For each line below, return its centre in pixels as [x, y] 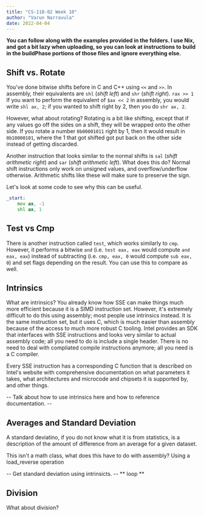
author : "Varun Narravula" [40, 18]
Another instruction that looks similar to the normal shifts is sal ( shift [92, 156]
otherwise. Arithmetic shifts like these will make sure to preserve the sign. [98, 175]
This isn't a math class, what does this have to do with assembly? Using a [98, 456]
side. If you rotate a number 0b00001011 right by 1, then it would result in [96, 131]
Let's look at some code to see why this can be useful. [74, 187]
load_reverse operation [35, 462]
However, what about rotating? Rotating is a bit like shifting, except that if [97, 119]
